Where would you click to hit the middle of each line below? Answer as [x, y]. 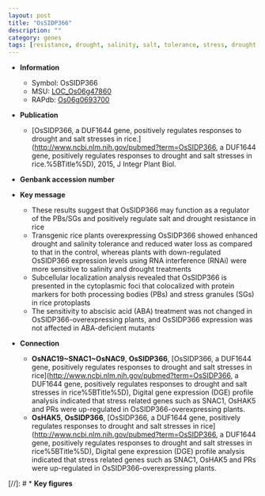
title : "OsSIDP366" [40, 23]
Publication [39, 115]
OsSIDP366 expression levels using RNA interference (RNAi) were [139, 261]
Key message [42, 195]
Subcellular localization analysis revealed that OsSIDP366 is [129, 277]
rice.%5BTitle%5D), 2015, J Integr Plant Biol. [104, 164]
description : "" [35, 30]
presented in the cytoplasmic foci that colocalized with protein [133, 286]
